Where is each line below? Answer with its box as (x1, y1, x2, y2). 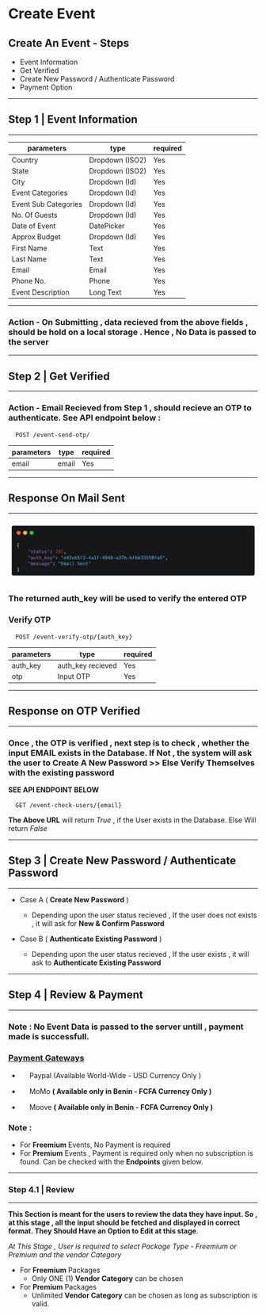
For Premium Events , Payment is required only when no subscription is (19, 1149, 253, 1158)
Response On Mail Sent (8, 492, 125, 505)
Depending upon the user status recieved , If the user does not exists (31, 910, 257, 920)
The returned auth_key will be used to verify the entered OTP (8, 593, 248, 604)
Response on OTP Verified (8, 704, 141, 718)
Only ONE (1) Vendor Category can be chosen (31, 1274, 184, 1283)
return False (8, 824, 47, 833)
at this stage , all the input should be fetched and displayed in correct (8, 1218, 241, 1228)
